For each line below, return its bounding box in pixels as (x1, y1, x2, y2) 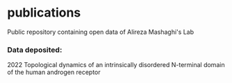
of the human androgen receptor (7, 68, 101, 77)
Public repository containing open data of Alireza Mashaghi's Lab (7, 28, 194, 36)
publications (7, 5, 81, 21)
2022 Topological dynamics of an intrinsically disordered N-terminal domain (7, 61, 225, 69)
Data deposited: (7, 45, 63, 55)
